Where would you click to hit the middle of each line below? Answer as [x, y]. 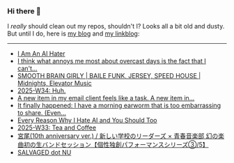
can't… [27, 68]
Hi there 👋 [24, 11]
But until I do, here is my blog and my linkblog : [73, 33]
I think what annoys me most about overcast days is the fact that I [112, 61]
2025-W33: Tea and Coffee [56, 127]
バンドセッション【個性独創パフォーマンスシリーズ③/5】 [125, 145]
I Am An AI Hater [41, 54]
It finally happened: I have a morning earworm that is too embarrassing [119, 106]
